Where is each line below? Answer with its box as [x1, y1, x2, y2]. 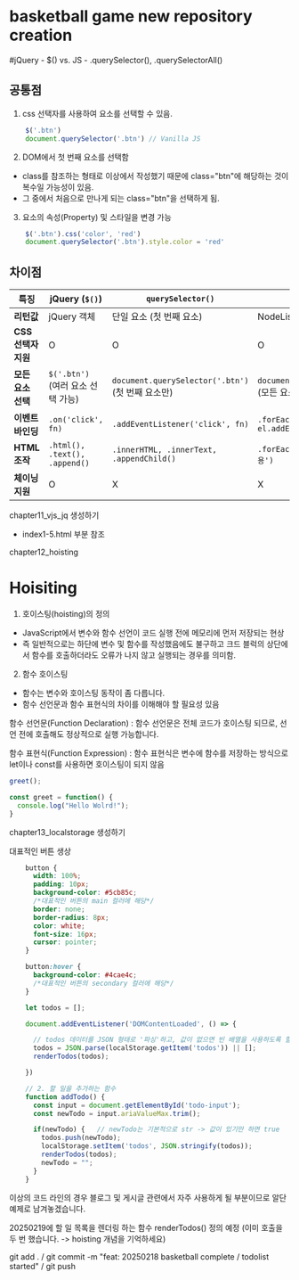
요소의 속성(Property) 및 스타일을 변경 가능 [21, 211, 172, 222]
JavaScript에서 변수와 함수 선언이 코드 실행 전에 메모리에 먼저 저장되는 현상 [21, 628, 285, 638]
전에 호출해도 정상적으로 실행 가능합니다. [18, 729, 159, 739]
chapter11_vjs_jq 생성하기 [9, 510, 100, 521]
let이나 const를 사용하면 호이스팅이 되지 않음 [9, 759, 165, 769]
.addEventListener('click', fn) [111, 419, 249, 430]
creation [9, 25, 73, 45]
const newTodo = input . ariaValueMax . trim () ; [32, 1109, 201, 1118]
